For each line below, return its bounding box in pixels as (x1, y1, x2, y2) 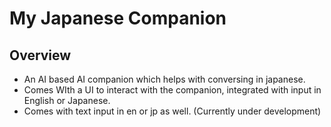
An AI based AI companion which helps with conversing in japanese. (23, 73, 306, 85)
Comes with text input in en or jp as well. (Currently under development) (23, 105, 322, 117)
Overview (9, 47, 72, 64)
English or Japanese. (23, 95, 111, 106)
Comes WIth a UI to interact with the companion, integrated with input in (23, 84, 322, 96)
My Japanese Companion (9, 7, 227, 30)
